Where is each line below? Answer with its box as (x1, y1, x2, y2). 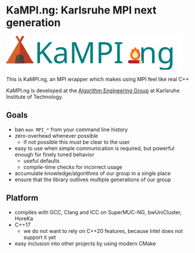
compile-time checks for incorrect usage (23, 163, 122, 171)
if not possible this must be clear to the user (23, 138, 130, 145)
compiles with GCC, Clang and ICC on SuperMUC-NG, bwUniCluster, (14, 208, 182, 215)
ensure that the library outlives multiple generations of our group (14, 176, 172, 183)
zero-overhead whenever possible (14, 132, 98, 139)
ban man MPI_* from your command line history (14, 126, 128, 133)
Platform (6, 193, 39, 203)
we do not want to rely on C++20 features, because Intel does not (23, 227, 183, 234)
